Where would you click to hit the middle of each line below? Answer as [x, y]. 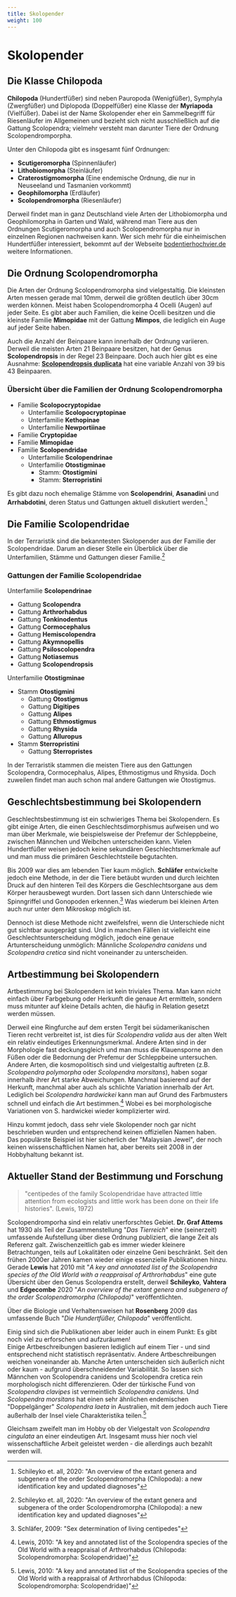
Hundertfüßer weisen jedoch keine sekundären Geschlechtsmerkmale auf [114, 848]
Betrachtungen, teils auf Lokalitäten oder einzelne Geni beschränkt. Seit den [118, 1252]
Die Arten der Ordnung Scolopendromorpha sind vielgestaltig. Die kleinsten [117, 290]
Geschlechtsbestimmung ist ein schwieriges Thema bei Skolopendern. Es [113, 819]
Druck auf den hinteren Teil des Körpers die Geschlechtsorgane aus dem [113, 885]
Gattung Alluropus [55, 737]
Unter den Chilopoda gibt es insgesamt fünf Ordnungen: [88, 149]
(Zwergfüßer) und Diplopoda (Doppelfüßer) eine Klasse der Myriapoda [110, 106]
